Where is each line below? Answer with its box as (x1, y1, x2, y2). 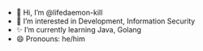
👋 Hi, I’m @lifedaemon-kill (15, 8, 103, 17)
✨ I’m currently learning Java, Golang (15, 25, 142, 34)
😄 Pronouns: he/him (15, 34, 85, 44)
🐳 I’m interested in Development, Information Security (15, 16, 196, 26)
